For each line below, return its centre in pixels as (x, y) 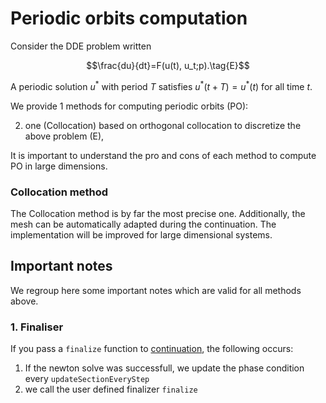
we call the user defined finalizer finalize (111, 389)
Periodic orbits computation (129, 18)
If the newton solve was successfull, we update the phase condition (164, 368)
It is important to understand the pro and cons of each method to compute (163, 155)
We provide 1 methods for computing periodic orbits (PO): (129, 106)
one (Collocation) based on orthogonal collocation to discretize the (163, 125)
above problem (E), (64, 136)
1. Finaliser (37, 327)
